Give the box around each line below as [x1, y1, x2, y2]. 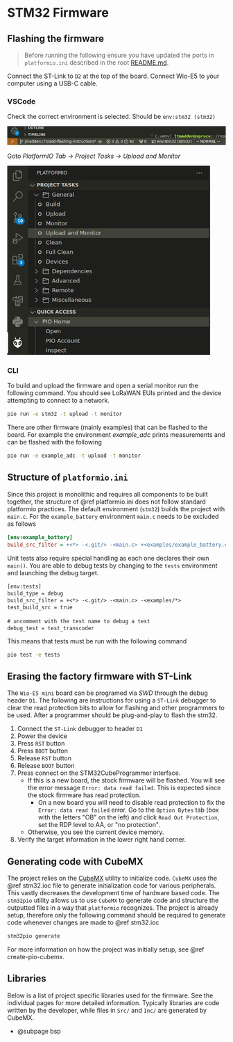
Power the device [17, 732, 68, 740]
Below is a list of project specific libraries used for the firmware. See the [7, 991, 214, 1000]
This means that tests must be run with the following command [7, 636, 187, 645]
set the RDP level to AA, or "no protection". [37, 821, 161, 829]
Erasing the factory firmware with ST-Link [7, 670, 192, 682]
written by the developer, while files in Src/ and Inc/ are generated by [7, 1006, 207, 1014]
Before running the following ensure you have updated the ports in [24, 51, 214, 59]
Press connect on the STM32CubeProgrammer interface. [17, 769, 181, 777]
